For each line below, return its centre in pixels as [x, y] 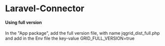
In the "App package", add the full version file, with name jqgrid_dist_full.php [82, 33]
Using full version [24, 22]
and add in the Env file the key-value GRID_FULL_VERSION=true [70, 38]
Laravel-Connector [45, 9]
